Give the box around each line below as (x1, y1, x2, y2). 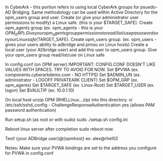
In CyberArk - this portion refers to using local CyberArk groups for (5, 4, 140, 10)
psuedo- (140, 4, 158, 10)
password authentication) (5, 107, 56, 113)
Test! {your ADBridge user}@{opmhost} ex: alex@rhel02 (5, 135, 118, 141)
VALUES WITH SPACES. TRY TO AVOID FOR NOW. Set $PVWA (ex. (5, 66, 139, 72)
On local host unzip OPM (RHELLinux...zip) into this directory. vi (5, 97, 133, 102)
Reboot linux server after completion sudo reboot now (5, 126, 113, 132)
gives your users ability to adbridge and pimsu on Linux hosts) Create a (5, 41, 148, 47)
